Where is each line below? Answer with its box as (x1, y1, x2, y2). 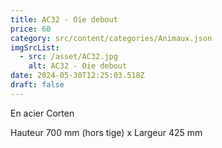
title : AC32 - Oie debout (10, 14, 118, 25)
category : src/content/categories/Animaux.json (10, 33, 213, 43)
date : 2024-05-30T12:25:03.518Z (10, 71, 145, 81)
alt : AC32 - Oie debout (28, 61, 128, 71)
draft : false (10, 80, 65, 90)
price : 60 (10, 24, 52, 34)
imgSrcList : (10, 42, 60, 53)
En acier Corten (10, 107, 75, 119)
